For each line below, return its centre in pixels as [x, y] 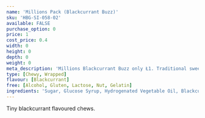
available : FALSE [28, 23]
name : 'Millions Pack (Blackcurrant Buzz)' [63, 12]
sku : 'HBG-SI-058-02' [34, 18]
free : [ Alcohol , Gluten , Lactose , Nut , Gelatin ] [69, 86]
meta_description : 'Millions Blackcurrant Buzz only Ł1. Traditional [97, 68]
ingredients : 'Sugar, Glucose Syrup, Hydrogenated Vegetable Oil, [92, 91]
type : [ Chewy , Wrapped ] [37, 74]
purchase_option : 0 [31, 29]
